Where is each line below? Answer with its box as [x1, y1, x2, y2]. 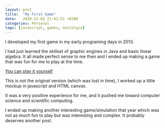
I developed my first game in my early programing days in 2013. [5, 39, 134, 45]
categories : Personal [5, 21, 50, 26]
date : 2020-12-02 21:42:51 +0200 [5, 16, 78, 21]
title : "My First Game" [5, 12, 56, 17]
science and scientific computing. [5, 98, 74, 103]
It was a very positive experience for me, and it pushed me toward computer [5, 93, 160, 99]
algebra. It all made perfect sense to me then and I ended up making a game [5, 53, 160, 59]
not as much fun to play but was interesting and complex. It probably [5, 112, 145, 118]
